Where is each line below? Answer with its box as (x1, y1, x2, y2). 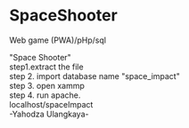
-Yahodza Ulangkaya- (9, 108, 89, 119)
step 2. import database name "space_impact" (9, 70, 180, 81)
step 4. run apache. (9, 90, 81, 100)
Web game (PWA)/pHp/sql (9, 35, 107, 45)
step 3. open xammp (9, 80, 85, 91)
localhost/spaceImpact (9, 99, 94, 109)
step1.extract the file (9, 61, 84, 72)
